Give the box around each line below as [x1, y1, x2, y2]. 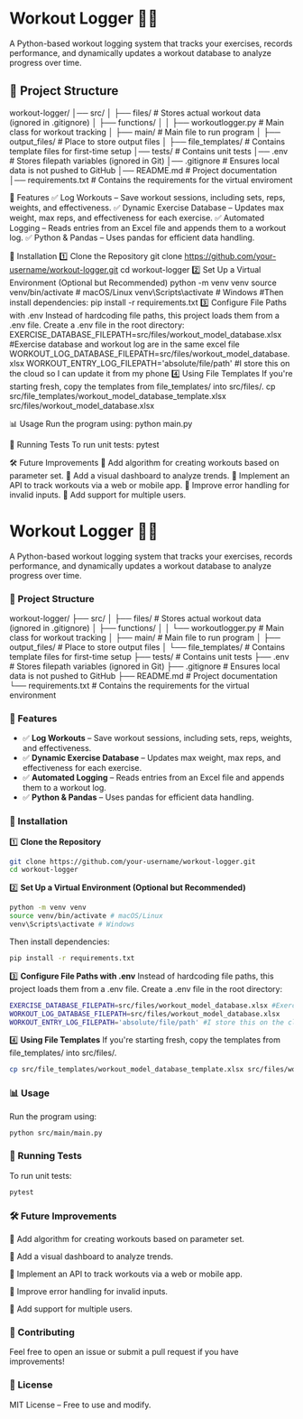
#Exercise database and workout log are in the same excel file [9, 339, 241, 349]
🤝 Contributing [9, 1326, 75, 1339]
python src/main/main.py [9, 1128, 103, 1137]
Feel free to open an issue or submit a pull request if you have [9, 1347, 239, 1358]
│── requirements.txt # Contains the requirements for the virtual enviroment [9, 174, 293, 185]
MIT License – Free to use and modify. [9, 1399, 151, 1410]
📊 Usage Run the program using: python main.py [9, 418, 193, 429]
